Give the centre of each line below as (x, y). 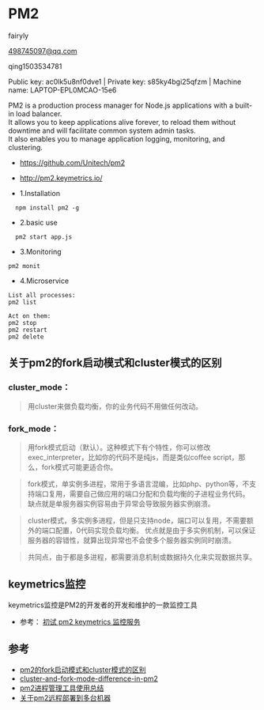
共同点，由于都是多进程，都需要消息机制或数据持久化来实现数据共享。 (142, 557)
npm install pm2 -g (47, 208)
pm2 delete (26, 337)
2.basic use (38, 222)
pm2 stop (23, 323)
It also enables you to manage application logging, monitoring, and (117, 138)
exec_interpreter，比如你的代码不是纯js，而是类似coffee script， (133, 457)
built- (244, 105)
